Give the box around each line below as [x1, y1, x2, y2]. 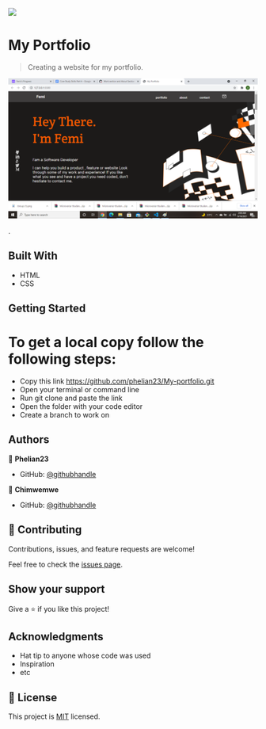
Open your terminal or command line [19, 385, 140, 395]
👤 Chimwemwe [8, 484, 59, 494]
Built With [8, 250, 58, 263]
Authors [8, 433, 50, 447]
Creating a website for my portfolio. [27, 62, 144, 71]
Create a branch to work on [19, 410, 109, 420]
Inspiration [19, 659, 55, 669]
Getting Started [8, 302, 86, 315]
